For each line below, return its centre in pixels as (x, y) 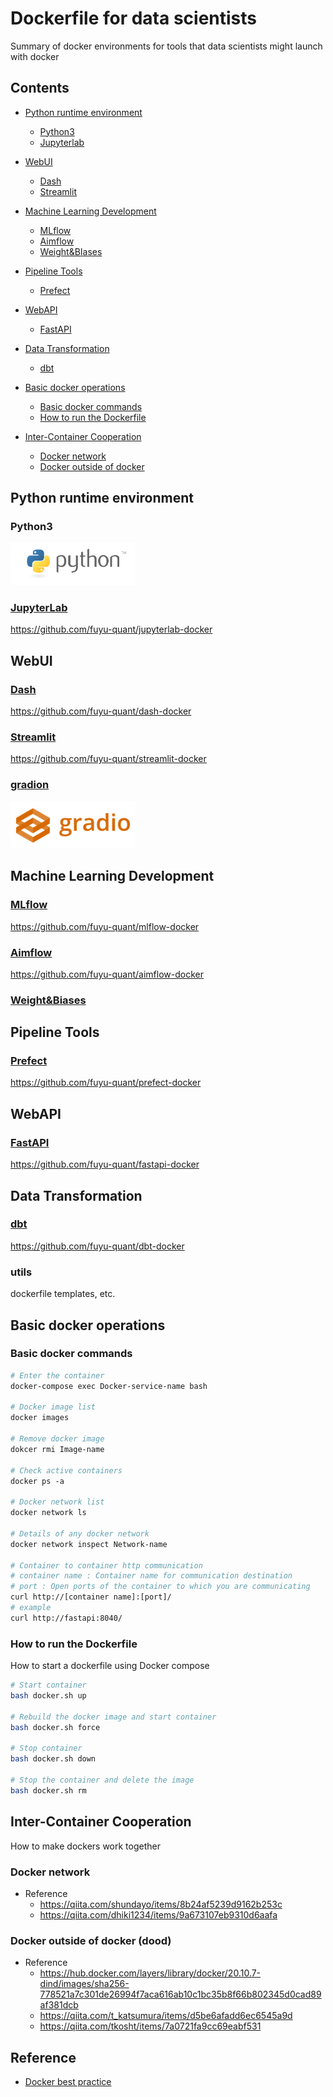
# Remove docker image (57, 1439)
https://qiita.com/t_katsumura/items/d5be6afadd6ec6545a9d (166, 2016)
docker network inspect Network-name (89, 1544)
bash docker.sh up (48, 1696)
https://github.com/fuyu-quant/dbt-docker (97, 1246)
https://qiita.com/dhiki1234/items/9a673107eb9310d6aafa (158, 1914)
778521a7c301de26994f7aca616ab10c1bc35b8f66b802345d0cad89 (180, 1994)
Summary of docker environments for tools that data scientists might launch (166, 46)
